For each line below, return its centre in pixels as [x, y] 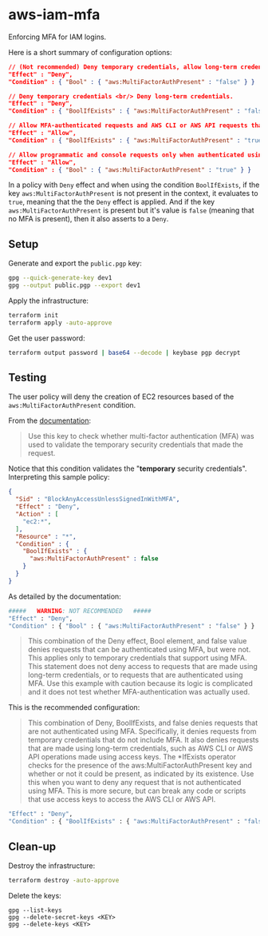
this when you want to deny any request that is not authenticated [134, 783]
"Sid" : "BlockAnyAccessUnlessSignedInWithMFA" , [98, 500]
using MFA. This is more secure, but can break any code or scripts [137, 791]
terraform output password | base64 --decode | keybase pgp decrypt [124, 352]
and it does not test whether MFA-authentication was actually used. [139, 692]
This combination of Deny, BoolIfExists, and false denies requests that [143, 723]
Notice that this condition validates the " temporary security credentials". [128, 468]
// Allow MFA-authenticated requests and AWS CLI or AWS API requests [128, 125]
